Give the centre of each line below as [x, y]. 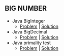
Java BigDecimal [30, 32]
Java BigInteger [28, 21]
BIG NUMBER [26, 8]
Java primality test [31, 43]
